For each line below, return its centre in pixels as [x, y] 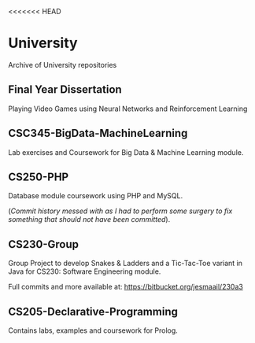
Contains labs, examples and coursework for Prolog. [93, 330]
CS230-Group [44, 244]
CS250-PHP [39, 177]
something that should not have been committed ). [89, 219]
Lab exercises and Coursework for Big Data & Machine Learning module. [126, 152]
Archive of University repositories [63, 65]
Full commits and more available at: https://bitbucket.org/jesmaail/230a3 [126, 287]
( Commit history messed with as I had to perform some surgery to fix [120, 211]
